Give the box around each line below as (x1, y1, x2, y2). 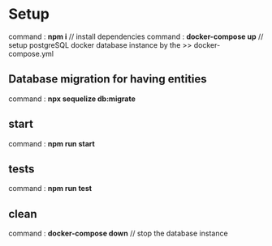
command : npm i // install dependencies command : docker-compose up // (8, 32, 264, 41)
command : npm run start (8, 138, 95, 148)
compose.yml (8, 49, 54, 58)
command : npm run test (8, 184, 92, 193)
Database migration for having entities (8, 72, 207, 86)
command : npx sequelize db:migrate (8, 94, 136, 104)
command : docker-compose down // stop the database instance (8, 228, 229, 239)
